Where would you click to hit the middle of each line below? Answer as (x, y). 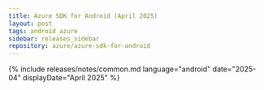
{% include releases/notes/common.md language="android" (110, 69)
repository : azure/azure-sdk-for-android (80, 46)
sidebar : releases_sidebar (54, 39)
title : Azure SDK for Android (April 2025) (83, 16)
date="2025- (234, 69)
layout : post (30, 24)
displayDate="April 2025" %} (71, 78)
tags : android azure (43, 31)
